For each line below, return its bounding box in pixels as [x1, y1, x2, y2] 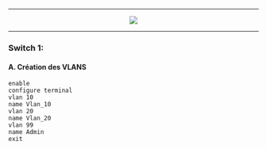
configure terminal [8, 86, 73, 95]
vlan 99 [8, 121, 34, 129]
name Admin [8, 128, 44, 136]
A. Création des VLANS [8, 62, 87, 71]
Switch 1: [8, 42, 44, 53]
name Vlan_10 [8, 101, 52, 109]
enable [8, 80, 30, 88]
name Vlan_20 [8, 114, 52, 123]
